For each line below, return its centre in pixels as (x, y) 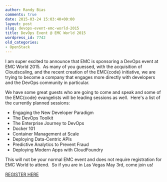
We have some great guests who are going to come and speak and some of (83, 92)
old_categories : (22, 42)
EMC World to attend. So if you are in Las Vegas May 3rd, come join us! (79, 164)
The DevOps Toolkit (33, 117)
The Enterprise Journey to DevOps (48, 123)
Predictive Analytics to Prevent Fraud (50, 144)
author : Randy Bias (25, 10)
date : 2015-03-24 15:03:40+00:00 (40, 19)
